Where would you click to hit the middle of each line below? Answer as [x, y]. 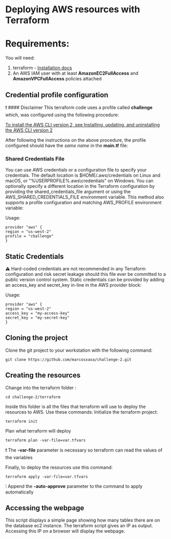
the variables [19, 457]
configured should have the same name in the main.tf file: [67, 145]
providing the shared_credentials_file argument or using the [68, 192]
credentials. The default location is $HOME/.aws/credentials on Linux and [83, 176]
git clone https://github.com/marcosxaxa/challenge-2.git [68, 359]
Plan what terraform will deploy [38, 430]
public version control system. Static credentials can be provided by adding [85, 279]
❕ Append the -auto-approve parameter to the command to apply [74, 486]
